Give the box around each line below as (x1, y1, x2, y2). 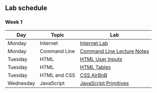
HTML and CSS (39, 71, 75, 78)
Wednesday (7, 80, 35, 87)
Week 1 (5, 19, 23, 26)
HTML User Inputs (80, 56, 123, 62)
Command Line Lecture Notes (80, 48, 149, 55)
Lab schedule (5, 4, 48, 12)
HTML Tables (80, 63, 111, 70)
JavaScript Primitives (80, 80, 129, 87)
